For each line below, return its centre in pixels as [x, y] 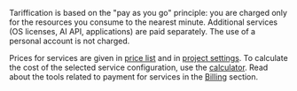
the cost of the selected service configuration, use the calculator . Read [139, 67]
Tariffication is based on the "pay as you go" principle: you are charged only [148, 13]
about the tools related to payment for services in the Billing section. [134, 77]
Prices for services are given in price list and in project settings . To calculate [148, 58]
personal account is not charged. [70, 41]
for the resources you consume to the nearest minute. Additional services [143, 22]
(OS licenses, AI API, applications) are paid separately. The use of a [132, 31]
